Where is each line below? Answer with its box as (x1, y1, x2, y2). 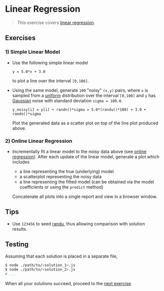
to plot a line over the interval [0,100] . (12, 77, 89, 84)
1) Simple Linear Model (5, 48, 60, 55)
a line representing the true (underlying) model (19, 168, 114, 174)
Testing (5, 240, 29, 248)
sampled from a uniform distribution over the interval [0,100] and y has (12, 92, 156, 98)
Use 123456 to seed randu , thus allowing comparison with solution (12, 220, 145, 226)
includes (12, 159, 30, 165)
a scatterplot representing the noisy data (19, 173, 102, 179)
